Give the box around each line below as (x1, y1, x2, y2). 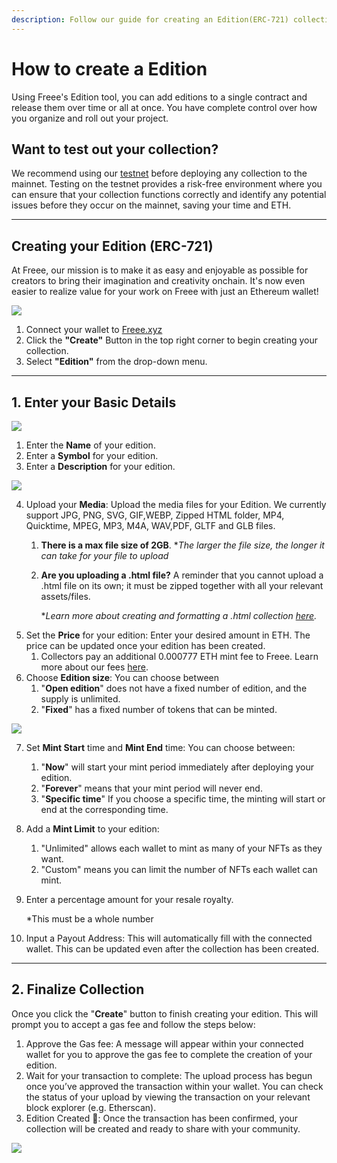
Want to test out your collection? (11, 141, 219, 158)
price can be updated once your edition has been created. (25, 640, 266, 651)
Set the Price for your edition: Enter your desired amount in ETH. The (25, 629, 311, 641)
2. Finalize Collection (11, 981, 145, 998)
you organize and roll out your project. (11, 112, 169, 124)
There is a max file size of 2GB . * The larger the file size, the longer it (40, 539, 325, 551)
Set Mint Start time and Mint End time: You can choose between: (25, 742, 296, 753)
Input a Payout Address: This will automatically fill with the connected (25, 932, 313, 944)
